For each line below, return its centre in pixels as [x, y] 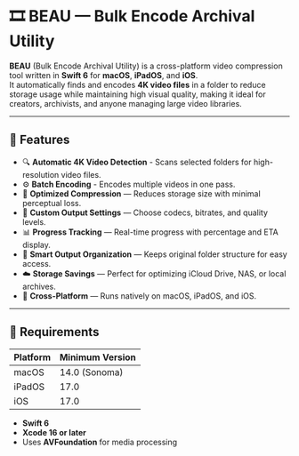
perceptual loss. [52, 203]
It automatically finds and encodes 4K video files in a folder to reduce [137, 84]
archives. [39, 286]
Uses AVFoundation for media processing [100, 442]
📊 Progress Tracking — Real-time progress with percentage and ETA [150, 232]
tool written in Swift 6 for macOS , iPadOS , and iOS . [104, 75]
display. [36, 244]
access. [36, 263]
